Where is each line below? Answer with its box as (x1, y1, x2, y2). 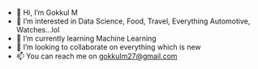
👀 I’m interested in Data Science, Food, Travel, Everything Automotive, (15, 16, 251, 26)
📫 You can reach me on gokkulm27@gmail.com (15, 51, 178, 61)
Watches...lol (15, 25, 60, 34)
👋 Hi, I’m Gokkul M (15, 8, 79, 17)
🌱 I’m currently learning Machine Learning (15, 33, 157, 43)
